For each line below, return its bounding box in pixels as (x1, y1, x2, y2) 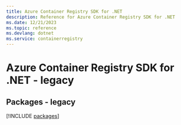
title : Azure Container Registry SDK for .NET (6, 8, 123, 15)
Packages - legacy (6, 97, 75, 107)
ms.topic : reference (6, 25, 57, 31)
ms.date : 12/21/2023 (6, 19, 57, 25)
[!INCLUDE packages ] (6, 113, 60, 119)
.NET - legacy (6, 74, 74, 87)
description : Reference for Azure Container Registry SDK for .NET (6, 14, 176, 20)
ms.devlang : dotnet (6, 31, 54, 36)
